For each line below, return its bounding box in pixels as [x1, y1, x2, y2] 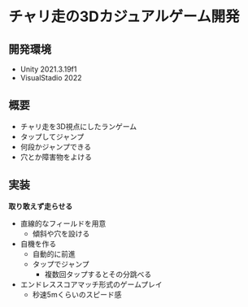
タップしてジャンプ [20, 132, 85, 141]
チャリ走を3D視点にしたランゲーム [20, 121, 137, 131]
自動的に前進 [32, 249, 76, 258]
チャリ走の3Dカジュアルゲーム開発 [8, 7, 240, 26]
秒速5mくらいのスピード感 [32, 289, 122, 299]
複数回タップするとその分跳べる [44, 269, 152, 279]
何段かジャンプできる [20, 141, 92, 151]
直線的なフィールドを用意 [20, 218, 107, 228]
